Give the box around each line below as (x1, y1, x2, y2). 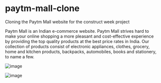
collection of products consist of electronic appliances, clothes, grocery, (5, 43, 150, 49)
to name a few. (5, 54, 35, 59)
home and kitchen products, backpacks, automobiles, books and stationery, (5, 49, 157, 55)
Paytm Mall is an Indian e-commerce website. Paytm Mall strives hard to (5, 28, 149, 34)
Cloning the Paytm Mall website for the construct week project (5, 19, 130, 25)
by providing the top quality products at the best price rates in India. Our (5, 38, 149, 44)
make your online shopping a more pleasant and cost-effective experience (5, 33, 154, 39)
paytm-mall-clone (5, 3, 80, 14)
